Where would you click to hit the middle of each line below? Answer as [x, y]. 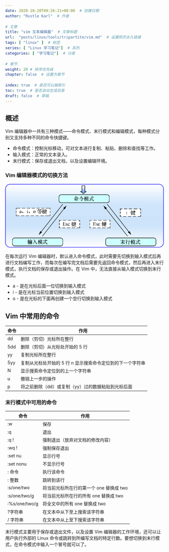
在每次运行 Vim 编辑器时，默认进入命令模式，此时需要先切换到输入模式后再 [83, 256]
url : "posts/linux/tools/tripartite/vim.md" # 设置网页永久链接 [73, 37]
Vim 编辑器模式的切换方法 [37, 175]
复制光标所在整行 [38, 355]
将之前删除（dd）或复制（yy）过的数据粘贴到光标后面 [76, 387]
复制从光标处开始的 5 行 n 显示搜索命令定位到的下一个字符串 [83, 363]
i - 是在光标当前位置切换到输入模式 [48, 292]
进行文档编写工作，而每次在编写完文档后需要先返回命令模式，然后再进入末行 [84, 263]
